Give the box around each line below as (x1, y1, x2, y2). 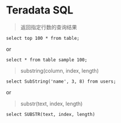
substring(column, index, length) (20, 67, 99, 74)
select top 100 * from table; (6, 35, 80, 41)
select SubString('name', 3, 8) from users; (6, 78, 116, 84)
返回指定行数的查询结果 (20, 23, 77, 30)
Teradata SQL (6, 4, 74, 17)
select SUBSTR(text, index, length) (6, 111, 95, 117)
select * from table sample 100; (6, 57, 88, 63)
